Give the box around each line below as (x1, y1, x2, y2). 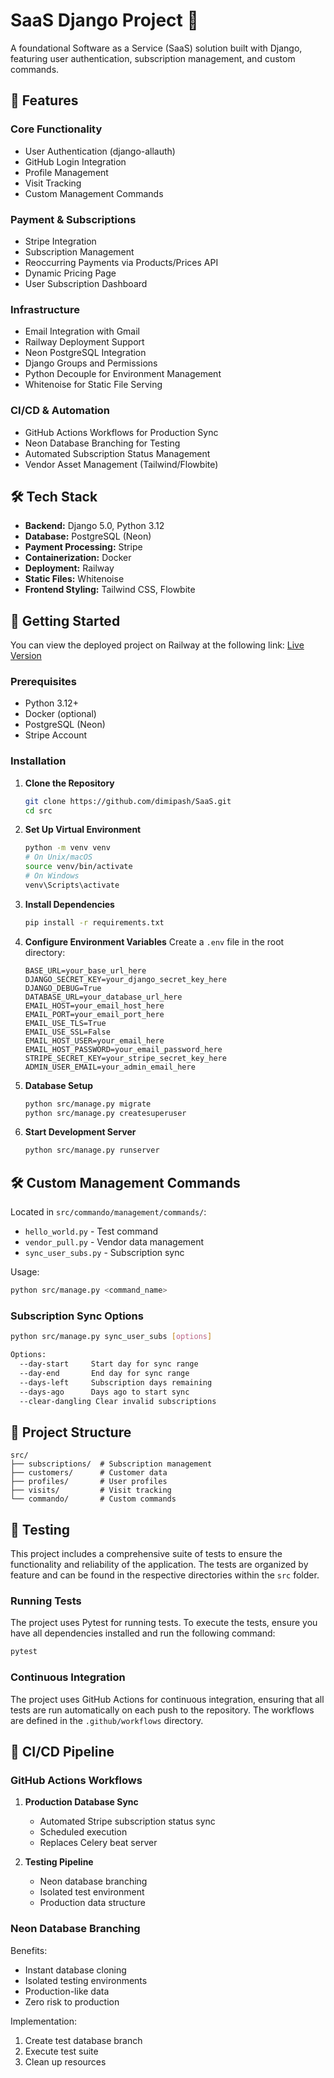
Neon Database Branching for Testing (24, 437, 181, 449)
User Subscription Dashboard (24, 277, 148, 289)
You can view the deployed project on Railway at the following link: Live (10, 639, 305, 651)
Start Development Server (24, 1126, 137, 1138)
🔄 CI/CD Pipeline (10, 1743, 115, 1760)
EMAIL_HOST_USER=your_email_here (24, 1035, 165, 1046)
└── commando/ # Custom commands (10, 1494, 177, 1504)
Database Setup (24, 1079, 94, 1091)
